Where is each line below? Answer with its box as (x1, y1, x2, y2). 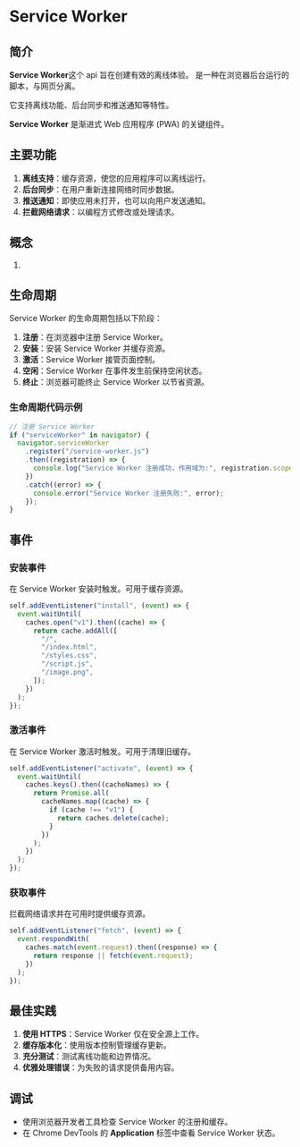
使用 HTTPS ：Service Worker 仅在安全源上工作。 (21, 1029, 204, 1040)
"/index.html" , (41, 642, 98, 652)
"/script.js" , (41, 659, 94, 668)
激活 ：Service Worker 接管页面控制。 (21, 354, 161, 365)
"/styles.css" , (41, 651, 98, 660)
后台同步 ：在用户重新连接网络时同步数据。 (21, 183, 179, 194)
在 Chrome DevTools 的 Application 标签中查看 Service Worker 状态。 (21, 1127, 280, 1138)
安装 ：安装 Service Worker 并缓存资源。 (21, 343, 171, 354)
